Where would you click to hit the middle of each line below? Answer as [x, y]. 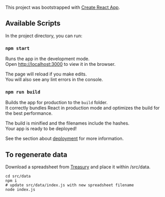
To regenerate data [36, 154]
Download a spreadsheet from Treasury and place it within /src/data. [78, 167]
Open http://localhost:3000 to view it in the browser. [60, 64]
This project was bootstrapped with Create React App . [63, 7]
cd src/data [18, 176]
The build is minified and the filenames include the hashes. [67, 123]
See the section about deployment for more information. [65, 139]
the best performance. [29, 113]
